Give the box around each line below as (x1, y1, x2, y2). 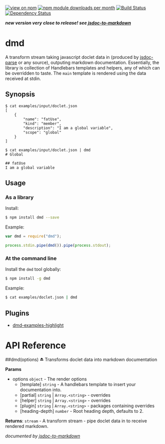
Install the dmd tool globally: (5, 266, 61, 272)
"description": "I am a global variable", (23, 125, 113, 130)
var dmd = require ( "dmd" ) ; (5, 234, 62, 239)
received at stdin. (5, 76, 41, 82)
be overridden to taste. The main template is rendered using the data (5, 70, 146, 76)
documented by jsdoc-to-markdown (5, 433, 80, 439)
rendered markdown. (5, 423, 49, 429)
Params (5, 366, 22, 372)
